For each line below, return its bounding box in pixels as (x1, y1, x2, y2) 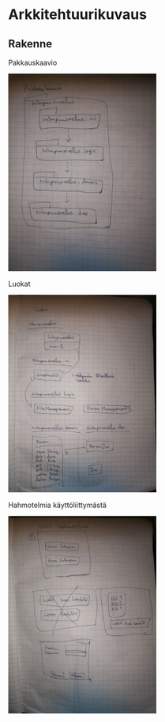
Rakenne (8, 37, 53, 51)
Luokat (8, 279, 31, 288)
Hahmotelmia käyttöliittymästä (8, 500, 107, 510)
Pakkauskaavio (8, 58, 58, 67)
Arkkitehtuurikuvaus (8, 6, 148, 24)
